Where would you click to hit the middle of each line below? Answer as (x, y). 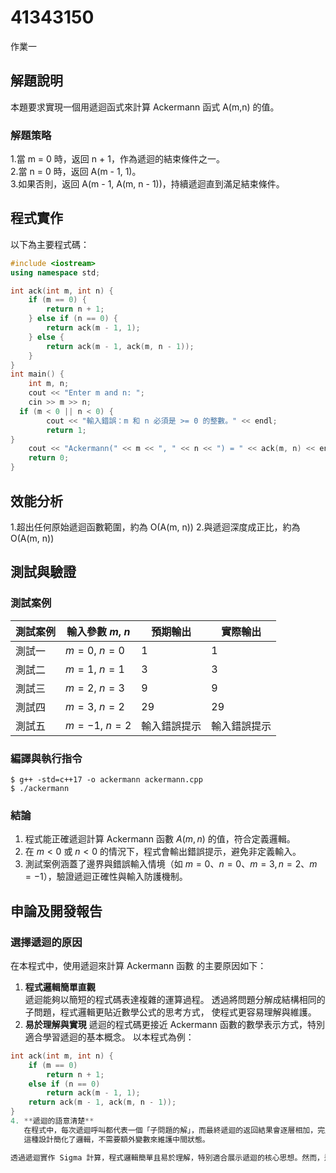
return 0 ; (49, 458)
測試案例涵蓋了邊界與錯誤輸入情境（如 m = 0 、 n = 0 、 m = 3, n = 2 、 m (171, 864)
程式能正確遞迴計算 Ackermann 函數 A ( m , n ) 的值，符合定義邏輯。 (160, 839)
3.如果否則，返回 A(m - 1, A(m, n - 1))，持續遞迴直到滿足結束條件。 (147, 184)
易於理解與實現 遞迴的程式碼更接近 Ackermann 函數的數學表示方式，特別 (174, 1024)
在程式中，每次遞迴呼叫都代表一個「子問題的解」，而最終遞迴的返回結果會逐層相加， (170, 1130)
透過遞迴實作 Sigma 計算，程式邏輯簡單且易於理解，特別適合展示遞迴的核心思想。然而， (167, 1157)
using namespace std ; (55, 272)
